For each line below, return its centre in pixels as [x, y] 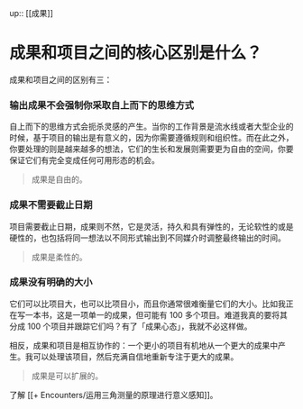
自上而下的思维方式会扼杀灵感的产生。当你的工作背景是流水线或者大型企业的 [151, 127]
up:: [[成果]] [32, 13]
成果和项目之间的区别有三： [61, 79]
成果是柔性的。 [59, 257]
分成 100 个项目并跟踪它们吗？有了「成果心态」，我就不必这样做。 [131, 326]
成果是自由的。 [59, 179]
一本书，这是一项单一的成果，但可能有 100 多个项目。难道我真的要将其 [156, 314]
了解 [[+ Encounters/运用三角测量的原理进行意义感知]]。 [114, 395]
